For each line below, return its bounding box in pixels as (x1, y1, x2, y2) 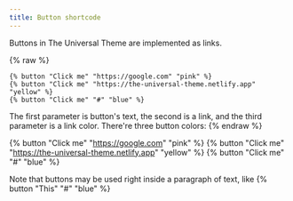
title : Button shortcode (9, 12, 101, 22)
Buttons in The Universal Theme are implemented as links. (9, 37, 222, 48)
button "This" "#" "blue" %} (9, 183, 111, 194)
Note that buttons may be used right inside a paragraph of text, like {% (9, 173, 268, 184)
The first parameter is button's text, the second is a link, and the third (9, 110, 263, 121)
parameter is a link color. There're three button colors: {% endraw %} (9, 120, 263, 131)
